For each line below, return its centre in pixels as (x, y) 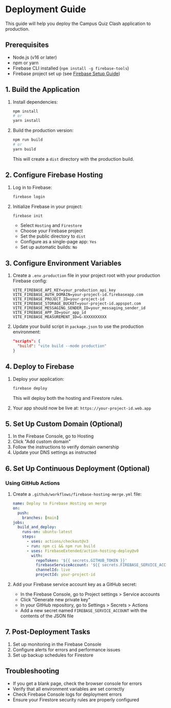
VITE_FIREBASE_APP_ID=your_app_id (49, 313)
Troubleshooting (32, 671)
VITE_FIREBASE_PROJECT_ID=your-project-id (58, 299)
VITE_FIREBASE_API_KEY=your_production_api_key (64, 290)
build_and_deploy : (37, 527)
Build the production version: (43, 131)
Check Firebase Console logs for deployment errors (67, 694)
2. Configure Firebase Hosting (54, 175)
